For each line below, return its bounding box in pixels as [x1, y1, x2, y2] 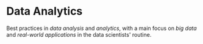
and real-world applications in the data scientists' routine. [6, 31, 152, 38]
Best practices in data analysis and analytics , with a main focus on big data [6, 24, 197, 32]
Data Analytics [6, 4, 83, 18]
